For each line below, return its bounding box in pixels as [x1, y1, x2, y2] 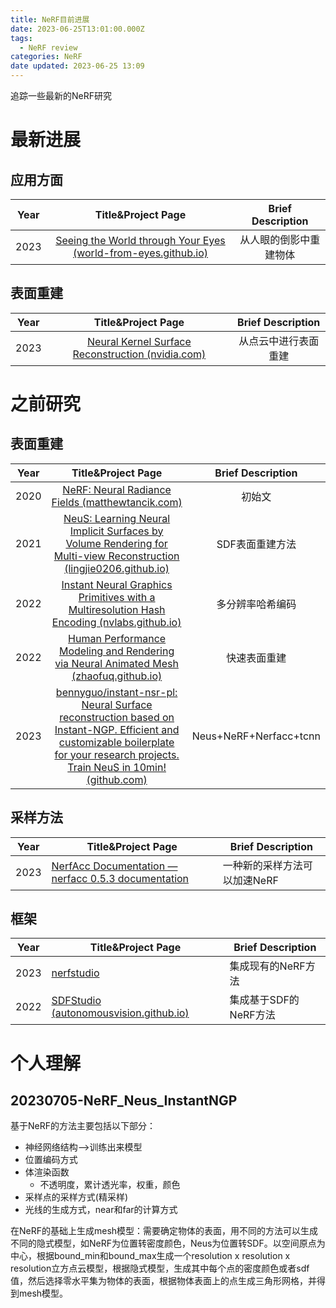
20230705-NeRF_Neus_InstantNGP [10, 1092, 238, 1110]
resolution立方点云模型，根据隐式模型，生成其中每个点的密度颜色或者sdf [10, 1262, 310, 1275]
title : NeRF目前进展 [10, 14, 90, 25]
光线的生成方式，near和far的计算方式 [24, 1204, 178, 1216]
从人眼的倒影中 [239, 233, 311, 246]
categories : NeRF [10, 52, 83, 62]
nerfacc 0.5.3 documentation [51, 871, 190, 885]
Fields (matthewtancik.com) [51, 495, 183, 509]
